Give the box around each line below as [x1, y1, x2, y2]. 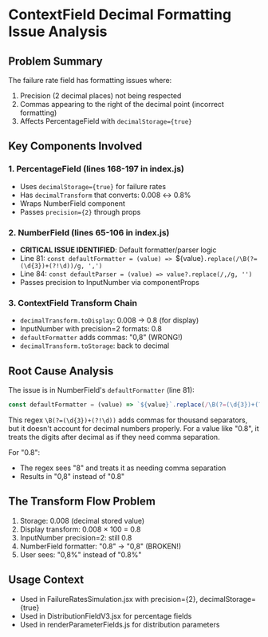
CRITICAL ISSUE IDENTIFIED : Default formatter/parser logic [19, 245, 217, 255]
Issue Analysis [8, 22, 108, 41]
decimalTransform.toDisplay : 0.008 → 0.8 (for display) [19, 315, 199, 325]
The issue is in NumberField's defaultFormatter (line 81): [8, 386, 195, 395]
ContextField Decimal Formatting [8, 6, 232, 24]
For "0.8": [8, 447, 41, 457]
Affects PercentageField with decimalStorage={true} [19, 117, 193, 125]
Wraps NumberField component [19, 198, 126, 208]
